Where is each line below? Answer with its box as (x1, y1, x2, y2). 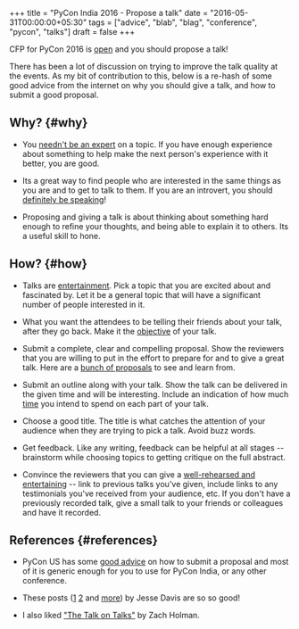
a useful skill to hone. (21, 230, 101, 241)
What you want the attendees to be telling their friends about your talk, (21, 316, 283, 327)
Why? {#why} (9, 115, 88, 130)
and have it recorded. (21, 507, 101, 517)
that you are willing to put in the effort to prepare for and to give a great (21, 352, 285, 363)
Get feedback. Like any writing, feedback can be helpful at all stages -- (21, 442, 285, 453)
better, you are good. (21, 158, 100, 169)
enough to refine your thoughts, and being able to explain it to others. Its (21, 220, 289, 231)
